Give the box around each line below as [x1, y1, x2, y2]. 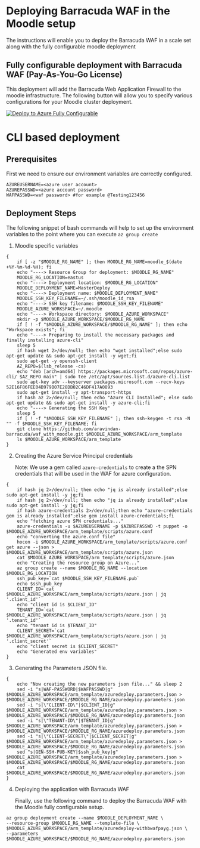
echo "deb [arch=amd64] [17, 368, 76, 374]
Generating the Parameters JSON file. [14, 664, 108, 671]
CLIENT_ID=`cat [17, 586, 55, 592]
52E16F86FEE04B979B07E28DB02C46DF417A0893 [6, 384, 113, 390]
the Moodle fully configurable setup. [14, 803, 104, 810]
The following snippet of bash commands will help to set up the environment [6, 224, 194, 231]
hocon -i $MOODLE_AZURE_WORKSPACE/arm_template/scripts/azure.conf [17, 539, 187, 545]
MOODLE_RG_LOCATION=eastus [17, 275, 84, 280]
